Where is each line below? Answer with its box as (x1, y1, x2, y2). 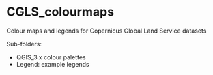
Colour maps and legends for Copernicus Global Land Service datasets (6, 27, 207, 35)
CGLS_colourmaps (6, 4, 114, 20)
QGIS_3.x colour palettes (16, 52, 86, 61)
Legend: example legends (16, 60, 89, 68)
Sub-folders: (6, 40, 42, 48)
